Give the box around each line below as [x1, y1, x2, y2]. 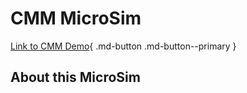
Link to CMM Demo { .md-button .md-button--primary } [10, 40, 237, 52]
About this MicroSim [10, 69, 141, 86]
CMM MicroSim [10, 7, 142, 30]
